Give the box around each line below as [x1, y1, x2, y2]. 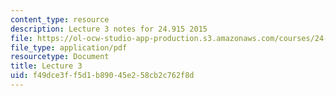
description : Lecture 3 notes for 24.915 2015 [10, 24, 208, 34]
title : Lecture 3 [10, 61, 83, 71]
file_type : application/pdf [10, 42, 128, 53]
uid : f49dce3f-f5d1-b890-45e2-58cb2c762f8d [10, 71, 195, 81]
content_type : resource [10, 14, 110, 25]
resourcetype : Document [10, 52, 110, 62]
